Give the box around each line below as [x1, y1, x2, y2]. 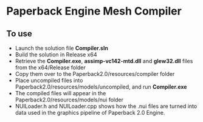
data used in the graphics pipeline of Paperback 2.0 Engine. [15, 109, 165, 116]
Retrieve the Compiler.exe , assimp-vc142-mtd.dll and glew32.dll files [15, 58, 193, 64]
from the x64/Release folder [15, 64, 86, 71]
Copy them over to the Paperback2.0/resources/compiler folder [15, 70, 175, 77]
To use [6, 29, 32, 39]
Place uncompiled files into [15, 77, 83, 84]
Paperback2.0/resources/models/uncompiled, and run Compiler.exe [15, 83, 187, 90]
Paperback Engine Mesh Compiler [6, 4, 182, 18]
